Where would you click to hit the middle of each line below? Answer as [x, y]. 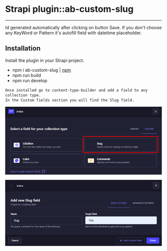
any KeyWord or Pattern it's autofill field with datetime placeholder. [74, 33]
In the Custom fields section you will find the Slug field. [70, 100]
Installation [23, 48]
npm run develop [30, 80]
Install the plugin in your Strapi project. [45, 60]
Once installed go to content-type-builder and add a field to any [77, 90]
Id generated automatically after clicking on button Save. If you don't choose [83, 27]
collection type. [23, 95]
